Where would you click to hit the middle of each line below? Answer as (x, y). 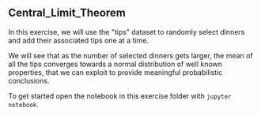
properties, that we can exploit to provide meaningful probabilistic (115, 72)
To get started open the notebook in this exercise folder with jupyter (120, 96)
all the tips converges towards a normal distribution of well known (115, 64)
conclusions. (29, 80)
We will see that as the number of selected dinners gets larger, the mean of (130, 55)
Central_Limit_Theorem (67, 13)
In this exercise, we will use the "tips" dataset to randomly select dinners (127, 32)
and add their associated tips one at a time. (78, 40)
